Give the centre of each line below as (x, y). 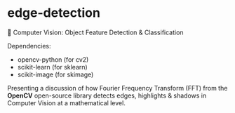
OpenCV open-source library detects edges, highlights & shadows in (107, 95)
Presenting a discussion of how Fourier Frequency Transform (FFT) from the (117, 88)
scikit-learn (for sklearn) (52, 67)
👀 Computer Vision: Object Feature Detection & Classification (95, 32)
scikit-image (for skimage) (55, 74)
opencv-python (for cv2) (53, 59)
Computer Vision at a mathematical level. (67, 102)
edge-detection (54, 13)
